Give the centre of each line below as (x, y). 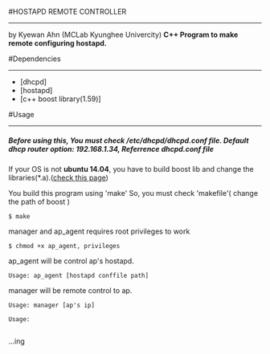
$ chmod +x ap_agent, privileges (64, 246)
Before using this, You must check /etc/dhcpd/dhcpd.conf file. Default (129, 140)
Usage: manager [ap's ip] (51, 305)
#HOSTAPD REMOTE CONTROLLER (67, 12)
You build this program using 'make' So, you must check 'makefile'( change (133, 193)
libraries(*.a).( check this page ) (58, 177)
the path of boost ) (39, 201)
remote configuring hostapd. (57, 43)
